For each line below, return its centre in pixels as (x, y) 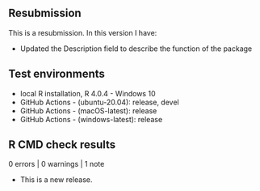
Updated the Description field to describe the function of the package (136, 49)
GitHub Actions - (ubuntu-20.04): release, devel (99, 102)
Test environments (57, 74)
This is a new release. (56, 180)
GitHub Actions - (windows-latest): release (91, 119)
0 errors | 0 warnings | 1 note (57, 164)
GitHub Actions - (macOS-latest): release (88, 110)
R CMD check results (62, 145)
